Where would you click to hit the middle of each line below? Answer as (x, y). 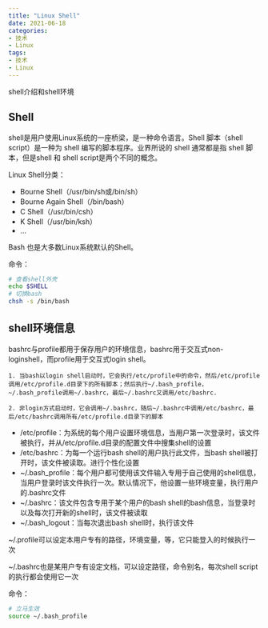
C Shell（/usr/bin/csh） (58, 211)
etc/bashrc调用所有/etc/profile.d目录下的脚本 (91, 417)
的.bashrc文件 (43, 492)
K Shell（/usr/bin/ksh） (58, 222)
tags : (17, 53)
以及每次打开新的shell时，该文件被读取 (84, 512)
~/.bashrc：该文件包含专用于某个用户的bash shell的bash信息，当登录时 (138, 502)
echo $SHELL (28, 286)
